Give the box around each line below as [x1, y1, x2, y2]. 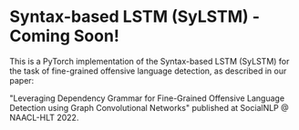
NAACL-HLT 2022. [9, 112, 79, 123]
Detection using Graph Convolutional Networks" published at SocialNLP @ [9, 102, 289, 113]
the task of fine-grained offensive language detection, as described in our [9, 65, 287, 76]
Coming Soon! [9, 25, 120, 46]
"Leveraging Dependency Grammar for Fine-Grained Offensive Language [9, 93, 285, 104]
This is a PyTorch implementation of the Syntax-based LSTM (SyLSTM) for [9, 55, 290, 66]
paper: [9, 75, 35, 85]
